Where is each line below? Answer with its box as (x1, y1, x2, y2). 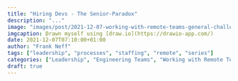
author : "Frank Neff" (7, 43, 72, 50)
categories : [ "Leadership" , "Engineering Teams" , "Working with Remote (7, 56, 223, 63)
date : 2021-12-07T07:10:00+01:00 (7, 37, 106, 44)
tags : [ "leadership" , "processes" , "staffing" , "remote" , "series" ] (7, 50, 214, 57)
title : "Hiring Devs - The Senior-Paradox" (7, 10, 138, 18)
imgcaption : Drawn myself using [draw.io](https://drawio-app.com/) (7, 30, 214, 37)
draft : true (7, 63, 42, 70)
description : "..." (7, 17, 65, 24)
